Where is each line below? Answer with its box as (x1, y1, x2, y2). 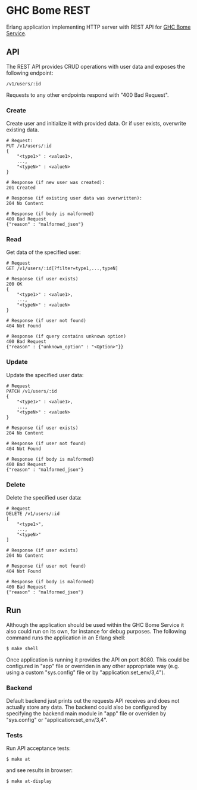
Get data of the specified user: (6, 249, 82, 256)
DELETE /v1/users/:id (6, 510, 60, 517)
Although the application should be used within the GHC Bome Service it (6, 621, 185, 628)
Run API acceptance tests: (6, 745, 71, 752)
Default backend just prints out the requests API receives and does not (6, 697, 180, 705)
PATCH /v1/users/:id (6, 388, 58, 394)
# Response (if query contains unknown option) (6, 333, 127, 339)
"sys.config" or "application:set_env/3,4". (6, 716, 108, 724)
